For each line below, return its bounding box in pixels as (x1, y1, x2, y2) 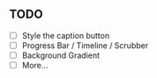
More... (21, 60, 49, 70)
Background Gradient (21, 50, 100, 60)
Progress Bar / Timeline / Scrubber (21, 39, 148, 51)
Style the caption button (21, 30, 110, 40)
